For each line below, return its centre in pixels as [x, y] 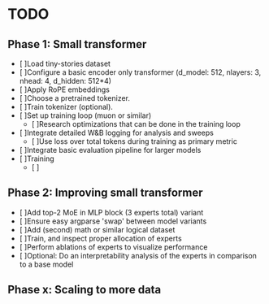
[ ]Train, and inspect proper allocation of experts [100, 238]
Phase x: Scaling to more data [85, 290]
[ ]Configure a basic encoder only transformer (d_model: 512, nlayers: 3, [140, 72]
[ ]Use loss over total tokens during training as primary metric [134, 141]
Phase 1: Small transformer [77, 44]
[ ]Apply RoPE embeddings [65, 89]
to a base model [46, 264]
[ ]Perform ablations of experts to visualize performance [113, 247]
